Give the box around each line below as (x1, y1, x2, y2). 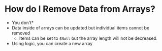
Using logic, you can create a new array (11, 40, 93, 46)
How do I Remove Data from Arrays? (4, 3, 156, 15)
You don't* (11, 20, 34, 25)
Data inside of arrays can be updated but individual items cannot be (11, 25, 150, 30)
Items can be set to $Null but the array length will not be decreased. (19, 35, 158, 41)
